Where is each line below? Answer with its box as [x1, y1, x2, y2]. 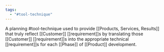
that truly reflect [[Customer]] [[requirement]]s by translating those [5, 31, 143, 37]
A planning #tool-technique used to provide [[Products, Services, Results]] [5, 25, 159, 31]
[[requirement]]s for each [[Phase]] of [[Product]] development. [5, 41, 137, 47]
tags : [5, 7, 17, 12]
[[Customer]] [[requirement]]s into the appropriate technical [5, 36, 129, 42]
